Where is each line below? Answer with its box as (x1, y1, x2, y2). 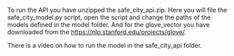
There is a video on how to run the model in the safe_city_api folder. (7, 41, 202, 49)
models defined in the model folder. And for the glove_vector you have (7, 21, 210, 28)
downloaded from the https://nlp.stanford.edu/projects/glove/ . (7, 28, 187, 36)
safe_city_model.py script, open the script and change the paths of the (7, 13, 212, 21)
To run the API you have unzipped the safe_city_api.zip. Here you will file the (7, 6, 228, 14)
